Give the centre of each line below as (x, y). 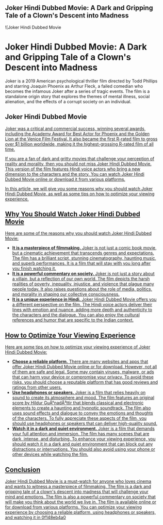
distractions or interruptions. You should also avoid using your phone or (83, 449)
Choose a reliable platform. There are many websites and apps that (80, 361)
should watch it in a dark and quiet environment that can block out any (82, 444)
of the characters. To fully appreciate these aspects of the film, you (79, 418)
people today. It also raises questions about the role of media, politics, (82, 289)
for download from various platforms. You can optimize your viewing (73, 507)
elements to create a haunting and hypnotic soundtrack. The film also (81, 408)
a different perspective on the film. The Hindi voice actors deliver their (82, 305)
